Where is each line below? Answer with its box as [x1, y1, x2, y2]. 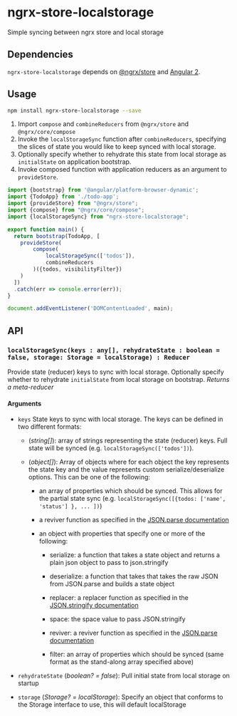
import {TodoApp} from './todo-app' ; [7, 193, 120, 200]
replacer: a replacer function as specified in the [49, 593, 189, 602]
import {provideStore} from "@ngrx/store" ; [7, 200, 139, 207]
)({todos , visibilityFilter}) [33, 266, 122, 273]
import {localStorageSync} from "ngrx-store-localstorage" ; [7, 213, 190, 220]
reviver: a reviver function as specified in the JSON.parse [49, 628, 218, 638]
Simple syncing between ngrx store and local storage [7, 28, 164, 36]
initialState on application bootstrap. [17, 157, 132, 166]
